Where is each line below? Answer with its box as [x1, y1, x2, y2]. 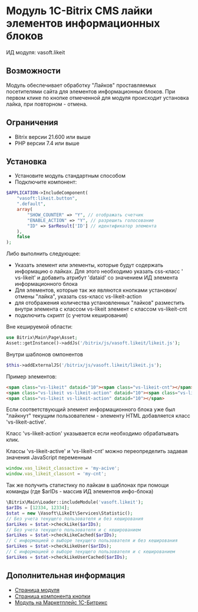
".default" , [16, 201, 46, 207]
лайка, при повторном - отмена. [6, 100, 88, 108]
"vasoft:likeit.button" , [16, 196, 78, 201]
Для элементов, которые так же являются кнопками [14, 287, 148, 294]
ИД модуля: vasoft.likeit [6, 48, 65, 56]
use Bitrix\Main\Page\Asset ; [6, 335, 78, 341]
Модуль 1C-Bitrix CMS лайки [6, 4, 153, 18]
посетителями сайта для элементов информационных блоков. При [6, 87, 176, 95]
